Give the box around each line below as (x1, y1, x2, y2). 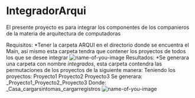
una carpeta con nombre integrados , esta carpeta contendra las (6, 60, 162, 67)
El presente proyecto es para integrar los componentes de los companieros (6, 24, 190, 31)
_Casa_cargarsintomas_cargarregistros (6, 85, 101, 92)
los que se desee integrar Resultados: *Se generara (6, 54, 189, 61)
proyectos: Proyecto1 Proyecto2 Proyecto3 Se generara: (6, 73, 143, 80)
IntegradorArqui (6, 4, 87, 18)
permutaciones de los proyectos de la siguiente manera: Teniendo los (6, 66, 176, 73)
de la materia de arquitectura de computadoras (6, 30, 121, 37)
